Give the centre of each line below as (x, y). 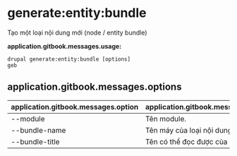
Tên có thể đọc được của (187, 141)
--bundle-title (35, 141)
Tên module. (166, 119)
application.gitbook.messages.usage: (65, 46)
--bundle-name (38, 130)
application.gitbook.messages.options (95, 87)
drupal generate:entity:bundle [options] (69, 59)
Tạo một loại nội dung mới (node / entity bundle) (77, 32)
